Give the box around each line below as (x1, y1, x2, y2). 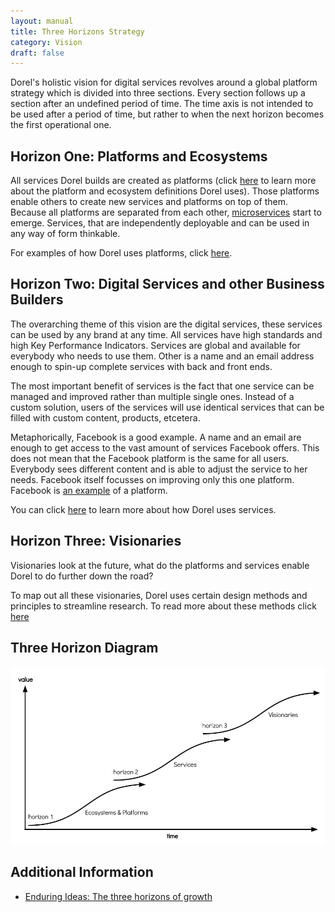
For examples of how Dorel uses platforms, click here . (10, 247, 233, 259)
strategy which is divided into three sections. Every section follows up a (10, 87, 306, 99)
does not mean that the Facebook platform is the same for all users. (10, 452, 290, 464)
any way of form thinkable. (10, 228, 121, 240)
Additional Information (10, 864, 154, 881)
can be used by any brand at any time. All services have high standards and (10, 328, 323, 340)
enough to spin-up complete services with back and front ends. (10, 360, 273, 372)
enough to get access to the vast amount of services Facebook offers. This (10, 441, 320, 454)
